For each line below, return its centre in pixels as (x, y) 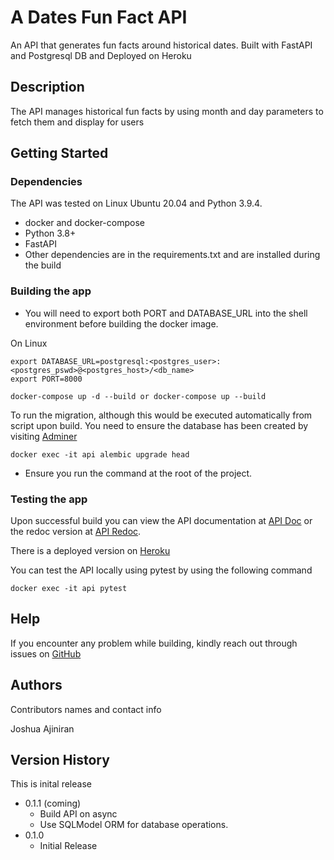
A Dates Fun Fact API (99, 17)
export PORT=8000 (46, 379)
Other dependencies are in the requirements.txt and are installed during (172, 255)
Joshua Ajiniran (42, 728)
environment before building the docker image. (121, 323)
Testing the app (49, 499)
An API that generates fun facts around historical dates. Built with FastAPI (161, 45)
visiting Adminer (44, 436)
